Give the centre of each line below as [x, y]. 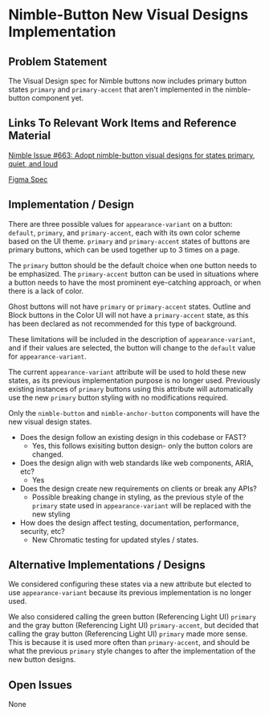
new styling [51, 514]
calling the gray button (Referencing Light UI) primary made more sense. [128, 634]
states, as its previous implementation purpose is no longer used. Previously [134, 380]
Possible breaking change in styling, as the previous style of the [138, 497]
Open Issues [40, 685]
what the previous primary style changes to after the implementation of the [132, 651]
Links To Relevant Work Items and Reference [122, 123]
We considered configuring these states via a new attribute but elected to [130, 584]
